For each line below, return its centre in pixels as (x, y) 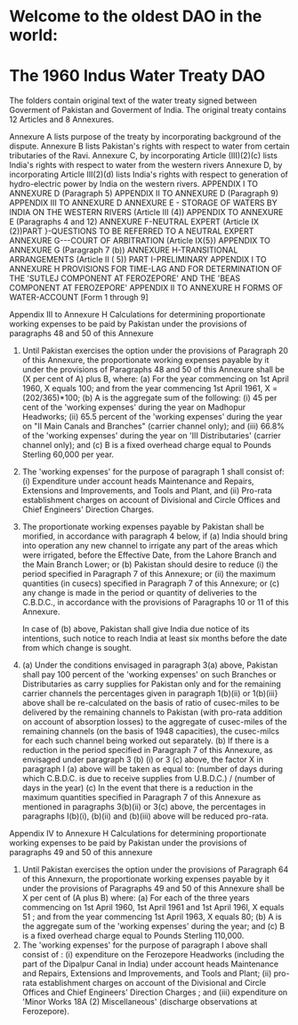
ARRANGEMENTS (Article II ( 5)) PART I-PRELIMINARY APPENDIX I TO (138, 260)
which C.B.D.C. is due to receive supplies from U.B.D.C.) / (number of (149, 779)
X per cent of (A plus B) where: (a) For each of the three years (136, 898)
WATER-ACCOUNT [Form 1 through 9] (79, 297)
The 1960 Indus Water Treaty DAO (137, 76)
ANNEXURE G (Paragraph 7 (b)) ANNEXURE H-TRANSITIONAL (124, 250)
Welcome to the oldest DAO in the (136, 16)
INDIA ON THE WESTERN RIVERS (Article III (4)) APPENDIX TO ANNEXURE (146, 212)
